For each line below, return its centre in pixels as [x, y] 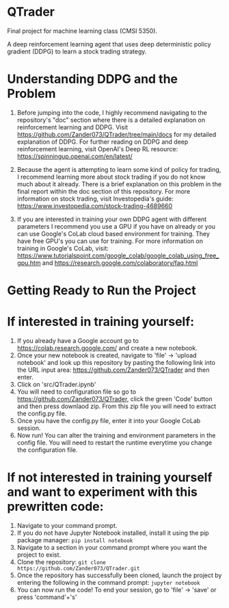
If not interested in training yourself [110, 478]
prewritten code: [55, 507]
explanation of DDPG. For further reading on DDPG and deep [103, 142]
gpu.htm [29, 263]
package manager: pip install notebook [75, 540]
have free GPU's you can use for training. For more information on [110, 241]
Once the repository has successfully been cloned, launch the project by [119, 575]
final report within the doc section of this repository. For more [104, 191]
